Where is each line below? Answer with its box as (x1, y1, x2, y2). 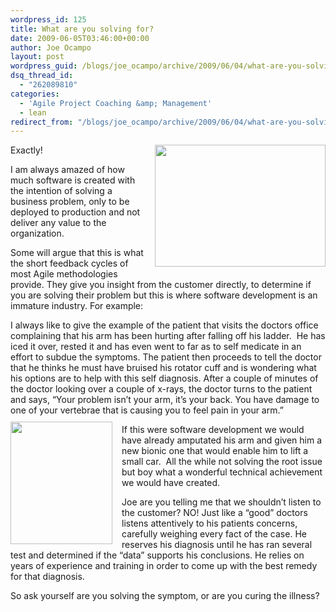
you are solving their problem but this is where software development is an (10, 289, 318, 301)
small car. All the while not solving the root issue (121, 456, 323, 468)
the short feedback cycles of (10, 257, 129, 270)
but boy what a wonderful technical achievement (121, 466, 323, 478)
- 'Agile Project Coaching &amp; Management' (19, 98, 213, 108)
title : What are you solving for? (10, 24, 155, 34)
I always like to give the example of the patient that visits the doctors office (10, 319, 319, 331)
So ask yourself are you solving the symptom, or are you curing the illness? (10, 590, 320, 602)
